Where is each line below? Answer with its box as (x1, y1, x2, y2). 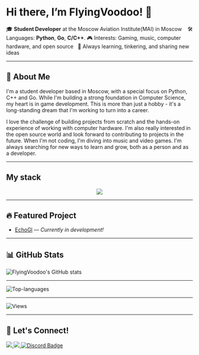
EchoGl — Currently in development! (14, 226, 104, 233)
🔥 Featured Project (6, 210, 77, 220)
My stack (6, 172, 41, 183)
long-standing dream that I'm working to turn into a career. (6, 106, 149, 113)
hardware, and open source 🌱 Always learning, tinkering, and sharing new (6, 43, 190, 50)
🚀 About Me (6, 72, 50, 82)
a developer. (6, 150, 37, 157)
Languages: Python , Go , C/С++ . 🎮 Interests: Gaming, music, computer (6, 34, 181, 41)
